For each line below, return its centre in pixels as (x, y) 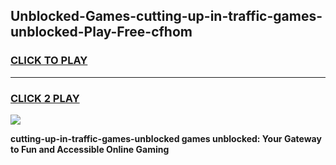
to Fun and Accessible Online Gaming (90, 149)
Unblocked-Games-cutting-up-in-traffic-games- (166, 16)
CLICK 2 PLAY (45, 98)
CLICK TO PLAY (49, 61)
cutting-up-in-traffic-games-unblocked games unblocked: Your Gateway (166, 138)
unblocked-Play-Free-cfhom (101, 32)
